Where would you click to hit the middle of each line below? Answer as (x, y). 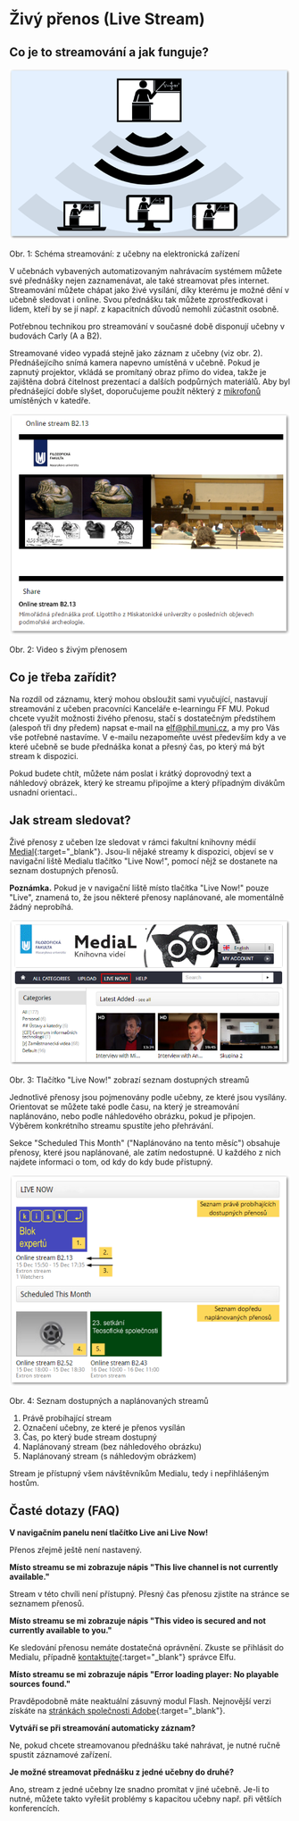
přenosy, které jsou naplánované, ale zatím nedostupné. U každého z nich (145, 1152)
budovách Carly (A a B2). (56, 336)
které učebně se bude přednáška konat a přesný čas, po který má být (137, 747)
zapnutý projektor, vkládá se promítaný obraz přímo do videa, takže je (138, 372)
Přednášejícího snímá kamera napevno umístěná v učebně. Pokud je (135, 363)
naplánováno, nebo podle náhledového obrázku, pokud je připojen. (133, 1115)
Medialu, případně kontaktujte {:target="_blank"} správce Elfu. (123, 1657)
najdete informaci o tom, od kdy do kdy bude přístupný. (111, 1162)
